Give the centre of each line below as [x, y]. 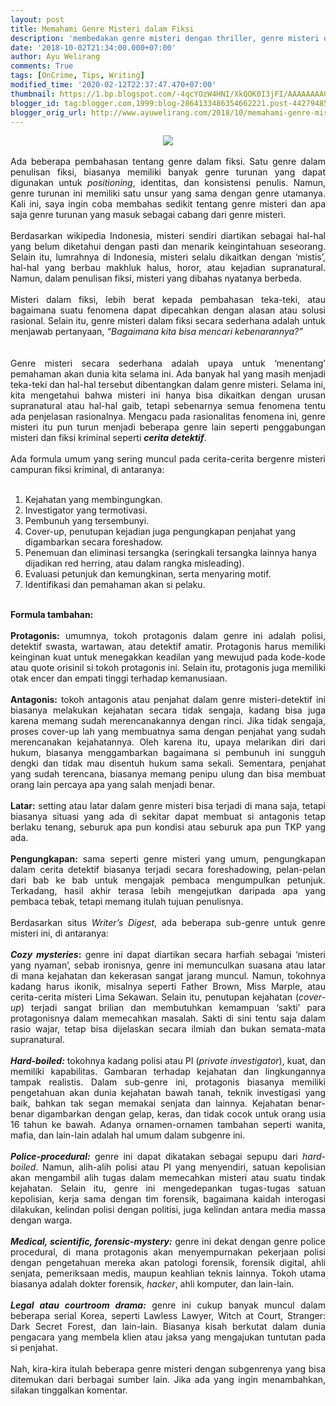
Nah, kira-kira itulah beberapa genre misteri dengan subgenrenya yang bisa [168, 1369]
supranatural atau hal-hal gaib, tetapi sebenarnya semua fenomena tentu [168, 406]
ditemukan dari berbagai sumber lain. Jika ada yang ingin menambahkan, [168, 1380]
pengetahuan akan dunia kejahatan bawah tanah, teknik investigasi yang [168, 1093]
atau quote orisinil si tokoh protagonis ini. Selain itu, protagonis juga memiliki [168, 668]
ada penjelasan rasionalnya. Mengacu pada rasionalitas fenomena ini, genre [168, 417]
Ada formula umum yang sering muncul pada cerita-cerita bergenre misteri [168, 459]
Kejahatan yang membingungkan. [93, 500]
